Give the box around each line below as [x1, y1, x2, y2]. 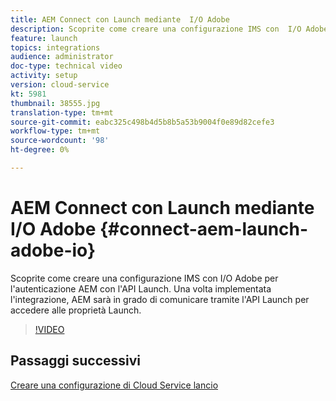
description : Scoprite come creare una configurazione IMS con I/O [10, 24, 302, 34]
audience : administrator [10, 52, 114, 62]
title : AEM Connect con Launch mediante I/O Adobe [10, 14, 230, 25]
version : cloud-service [10, 80, 110, 90]
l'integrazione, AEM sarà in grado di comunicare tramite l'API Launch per [10, 293, 310, 305]
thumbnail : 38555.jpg [10, 98, 101, 108]
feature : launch [10, 33, 78, 43]
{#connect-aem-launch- [99, 218, 309, 241]
